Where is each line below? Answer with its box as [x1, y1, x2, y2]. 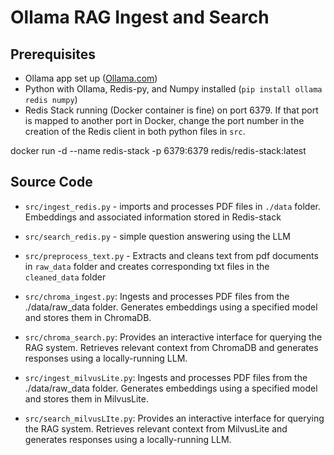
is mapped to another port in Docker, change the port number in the [24, 115, 305, 126]
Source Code [10, 174, 93, 191]
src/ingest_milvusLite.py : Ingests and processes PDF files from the [24, 371, 308, 383]
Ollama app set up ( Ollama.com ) [24, 72, 158, 84]
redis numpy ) [24, 94, 78, 105]
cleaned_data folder [24, 271, 107, 283]
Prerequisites [10, 46, 96, 63]
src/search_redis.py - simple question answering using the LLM [24, 230, 291, 242]
